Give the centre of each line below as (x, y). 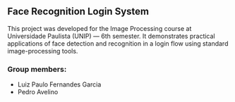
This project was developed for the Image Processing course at (100, 28)
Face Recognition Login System (78, 12)
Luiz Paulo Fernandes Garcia (59, 84)
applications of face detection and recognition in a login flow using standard (118, 43)
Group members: (37, 69)
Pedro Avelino (38, 92)
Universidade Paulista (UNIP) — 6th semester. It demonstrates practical (111, 36)
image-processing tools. (43, 51)
